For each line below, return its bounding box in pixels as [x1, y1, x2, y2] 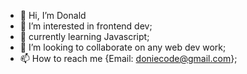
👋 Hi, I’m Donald [19, 10, 87, 21]
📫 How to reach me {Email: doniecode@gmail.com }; [19, 53, 238, 64]
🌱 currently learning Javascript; [19, 31, 150, 42]
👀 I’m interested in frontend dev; [19, 20, 153, 32]
